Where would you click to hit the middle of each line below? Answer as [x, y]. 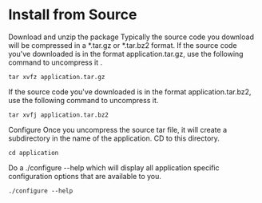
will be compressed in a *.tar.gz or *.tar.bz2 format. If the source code [123, 45]
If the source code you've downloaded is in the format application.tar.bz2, [130, 92]
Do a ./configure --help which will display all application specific [114, 167]
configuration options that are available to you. [85, 176]
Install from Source [73, 15]
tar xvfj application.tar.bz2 [59, 115]
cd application [34, 153]
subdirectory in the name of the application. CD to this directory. [114, 138]
